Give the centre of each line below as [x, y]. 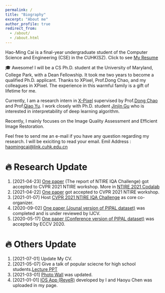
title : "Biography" [26, 15]
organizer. [23, 203]
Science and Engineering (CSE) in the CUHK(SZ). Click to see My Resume [82, 57]
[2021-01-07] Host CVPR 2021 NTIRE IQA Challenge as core [74, 197]
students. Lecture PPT [35, 269]
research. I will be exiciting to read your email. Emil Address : [68, 141]
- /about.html [24, 38]
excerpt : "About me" [27, 19]
